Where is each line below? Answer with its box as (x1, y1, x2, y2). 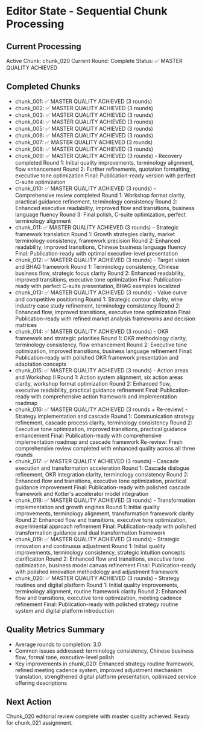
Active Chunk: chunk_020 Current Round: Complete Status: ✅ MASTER (6, 58, 183, 64)
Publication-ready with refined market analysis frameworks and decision (14, 315, 196, 322)
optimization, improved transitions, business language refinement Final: (14, 347, 193, 355)
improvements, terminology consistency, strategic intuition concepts (14, 549, 186, 556)
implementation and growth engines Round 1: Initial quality (14, 503, 160, 510)
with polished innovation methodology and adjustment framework (14, 568, 178, 575)
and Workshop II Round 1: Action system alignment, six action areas (14, 374, 183, 381)
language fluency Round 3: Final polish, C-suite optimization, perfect (14, 211, 186, 218)
